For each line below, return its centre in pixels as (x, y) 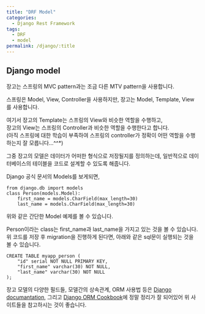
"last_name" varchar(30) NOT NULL (61, 272)
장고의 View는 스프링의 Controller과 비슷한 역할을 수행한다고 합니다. (88, 127)
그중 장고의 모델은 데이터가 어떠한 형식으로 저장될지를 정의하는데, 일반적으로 (97, 156)
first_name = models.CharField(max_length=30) (78, 199)
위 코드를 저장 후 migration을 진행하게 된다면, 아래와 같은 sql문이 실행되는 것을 (100, 236)
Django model (33, 71)
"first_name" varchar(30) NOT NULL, (64, 266)
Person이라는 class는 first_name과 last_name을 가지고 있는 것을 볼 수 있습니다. (102, 229)
